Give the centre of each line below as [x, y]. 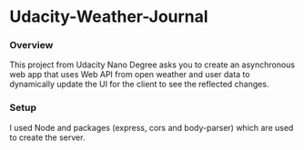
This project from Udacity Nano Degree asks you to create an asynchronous [152, 65]
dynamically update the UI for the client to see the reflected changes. [139, 85]
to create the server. [47, 137]
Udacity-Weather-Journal [109, 17]
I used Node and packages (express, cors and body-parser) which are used [152, 127]
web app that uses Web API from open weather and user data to [130, 75]
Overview [31, 45]
